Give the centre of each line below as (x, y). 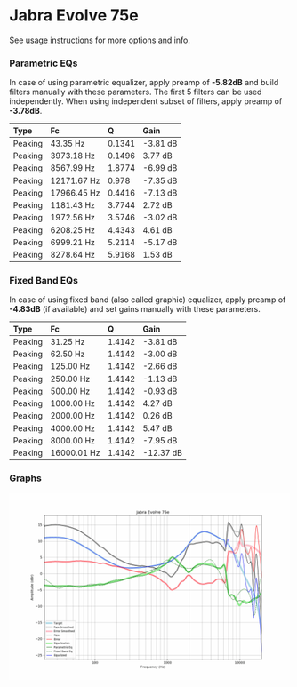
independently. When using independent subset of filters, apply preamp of (146, 101)
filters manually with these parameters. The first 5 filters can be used (136, 92)
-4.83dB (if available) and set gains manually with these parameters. (135, 309)
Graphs (25, 478)
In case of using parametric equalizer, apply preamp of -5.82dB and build (144, 83)
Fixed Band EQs (44, 280)
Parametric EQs (44, 63)
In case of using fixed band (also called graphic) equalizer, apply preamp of (148, 300)
